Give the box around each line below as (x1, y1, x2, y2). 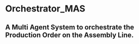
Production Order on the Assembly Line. (5, 30, 134, 39)
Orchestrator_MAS (5, 3, 86, 14)
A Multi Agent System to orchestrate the (5, 23, 134, 31)
